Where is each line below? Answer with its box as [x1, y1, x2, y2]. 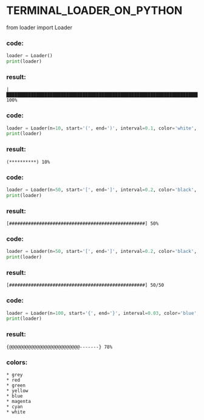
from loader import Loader [6, 24, 73, 31]
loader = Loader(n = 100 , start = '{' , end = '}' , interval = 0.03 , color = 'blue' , [6, 310, 200, 316]
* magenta [6, 398, 32, 404]
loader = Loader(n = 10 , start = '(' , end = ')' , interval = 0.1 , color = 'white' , [6, 125, 197, 131]
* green [6, 382, 26, 388]
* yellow [6, 387, 29, 394]
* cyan [6, 404, 23, 410]
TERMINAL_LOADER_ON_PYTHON [6, 4, 183, 18]
